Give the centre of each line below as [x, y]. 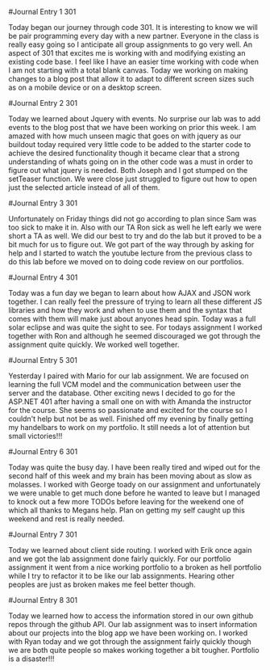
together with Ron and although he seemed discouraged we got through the [134, 336]
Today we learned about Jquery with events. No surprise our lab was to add [134, 119]
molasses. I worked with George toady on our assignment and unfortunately [135, 485]
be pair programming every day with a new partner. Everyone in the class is [134, 36]
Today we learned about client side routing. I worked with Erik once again [130, 550]
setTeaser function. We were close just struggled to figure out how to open [133, 179]
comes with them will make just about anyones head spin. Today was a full [132, 319]
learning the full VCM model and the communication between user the [125, 384]
